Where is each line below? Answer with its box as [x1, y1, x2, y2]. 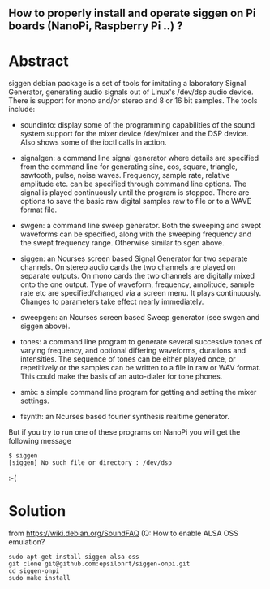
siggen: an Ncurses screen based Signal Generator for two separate [19, 253, 248, 263]
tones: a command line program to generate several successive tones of [19, 337, 262, 347]
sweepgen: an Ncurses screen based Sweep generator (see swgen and [19, 313, 260, 323]
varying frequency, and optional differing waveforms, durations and [19, 345, 246, 356]
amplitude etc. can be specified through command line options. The [19, 179, 247, 189]
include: [8, 105, 36, 115]
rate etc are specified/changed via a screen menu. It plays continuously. [19, 288, 262, 298]
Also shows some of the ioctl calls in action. [19, 137, 167, 147]
